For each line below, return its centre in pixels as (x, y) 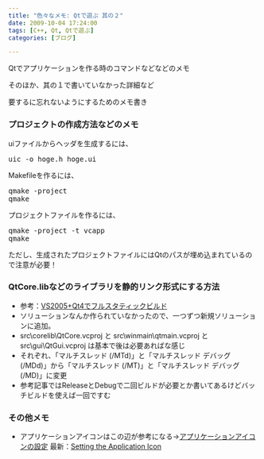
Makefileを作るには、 (43, 175)
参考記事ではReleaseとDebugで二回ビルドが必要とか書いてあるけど (130, 385)
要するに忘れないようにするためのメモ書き (78, 102)
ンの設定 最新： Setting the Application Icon (90, 446)
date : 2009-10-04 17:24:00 (53, 23)
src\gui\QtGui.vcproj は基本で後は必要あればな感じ (102, 345)
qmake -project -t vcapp (56, 230)
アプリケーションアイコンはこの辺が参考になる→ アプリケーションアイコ (138, 437)
